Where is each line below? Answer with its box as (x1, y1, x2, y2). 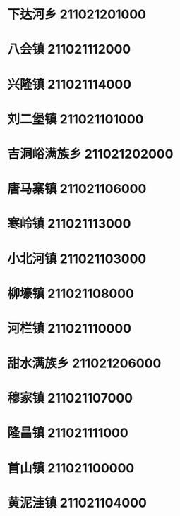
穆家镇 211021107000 (7, 391, 133, 406)
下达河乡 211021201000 (7, 6, 147, 23)
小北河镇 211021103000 (7, 251, 147, 266)
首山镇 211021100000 (7, 460, 135, 476)
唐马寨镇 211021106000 (7, 181, 147, 197)
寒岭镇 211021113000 (7, 216, 131, 232)
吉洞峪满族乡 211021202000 (7, 146, 174, 162)
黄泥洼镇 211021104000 (7, 495, 147, 511)
